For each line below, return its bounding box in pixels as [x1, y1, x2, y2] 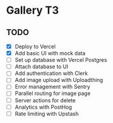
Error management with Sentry [14, 83, 90, 90]
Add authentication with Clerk [14, 70, 88, 77]
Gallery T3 [6, 4, 59, 17]
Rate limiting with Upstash [14, 110, 79, 117]
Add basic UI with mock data [14, 50, 86, 57]
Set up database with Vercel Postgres [14, 56, 107, 64]
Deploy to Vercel [14, 43, 56, 50]
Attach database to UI [14, 63, 68, 70]
